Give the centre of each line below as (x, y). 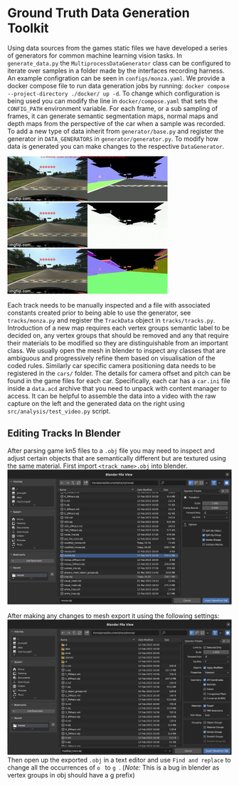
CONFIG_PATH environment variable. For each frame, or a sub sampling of (113, 108)
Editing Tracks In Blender (64, 433)
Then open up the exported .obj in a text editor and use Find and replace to (119, 760)
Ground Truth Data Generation (99, 13)
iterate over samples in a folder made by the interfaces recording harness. (116, 70)
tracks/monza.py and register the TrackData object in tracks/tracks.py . (111, 320)
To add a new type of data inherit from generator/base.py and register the (116, 131)
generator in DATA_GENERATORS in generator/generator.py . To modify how (113, 138)
